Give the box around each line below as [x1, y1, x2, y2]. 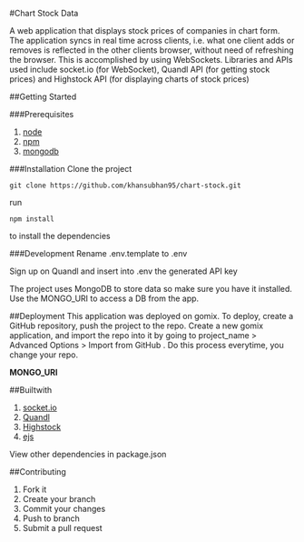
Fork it [22, 484, 47, 495]
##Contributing [9, 467, 66, 477]
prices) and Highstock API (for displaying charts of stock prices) [9, 74, 250, 85]
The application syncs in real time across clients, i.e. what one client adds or [9, 35, 295, 45]
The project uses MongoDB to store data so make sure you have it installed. [9, 284, 293, 294]
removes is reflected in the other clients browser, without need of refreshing [9, 45, 294, 55]
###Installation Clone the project [9, 164, 132, 174]
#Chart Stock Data [9, 8, 79, 18]
